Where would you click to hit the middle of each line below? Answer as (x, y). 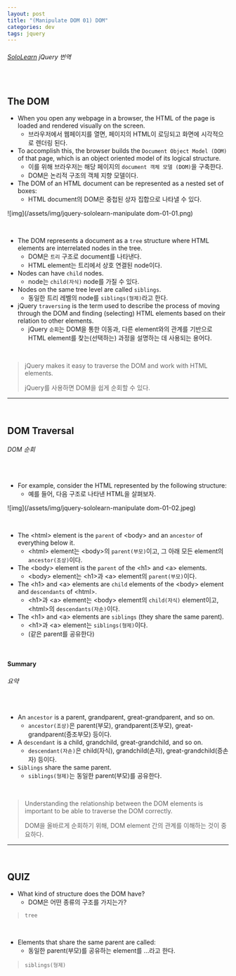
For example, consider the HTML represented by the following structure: (122, 485)
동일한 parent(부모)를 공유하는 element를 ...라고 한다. (101, 951)
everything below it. (46, 543)
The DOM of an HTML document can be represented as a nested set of (120, 183)
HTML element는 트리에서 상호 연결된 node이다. (95, 266)
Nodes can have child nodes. (60, 273)
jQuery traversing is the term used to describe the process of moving (118, 306)
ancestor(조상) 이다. (55, 560)
